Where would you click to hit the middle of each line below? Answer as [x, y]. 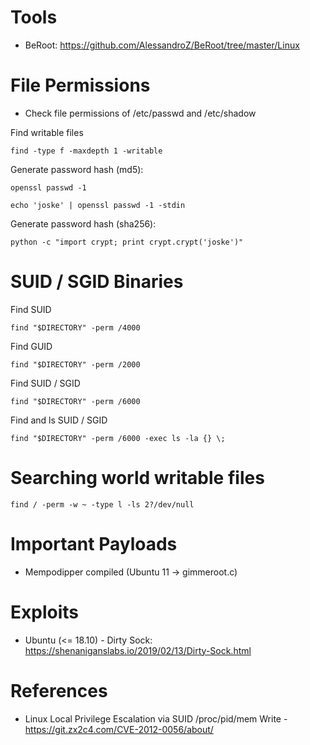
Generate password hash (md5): [77, 169]
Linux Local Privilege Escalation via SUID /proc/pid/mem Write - [156, 718]
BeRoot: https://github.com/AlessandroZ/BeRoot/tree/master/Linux [162, 45]
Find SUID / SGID [45, 383]
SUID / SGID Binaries [97, 282]
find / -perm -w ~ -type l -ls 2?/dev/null [102, 504]
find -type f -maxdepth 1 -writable [86, 151]
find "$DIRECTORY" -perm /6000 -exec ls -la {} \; [118, 438]
